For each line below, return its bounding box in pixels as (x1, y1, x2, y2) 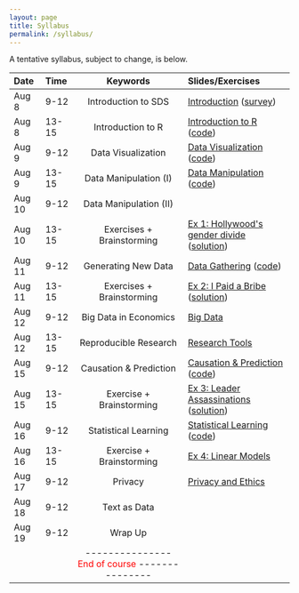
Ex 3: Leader (187, 382, 241, 395)
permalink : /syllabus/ (9, 29, 93, 38)
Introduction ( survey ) (187, 95, 277, 108)
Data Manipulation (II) (83, 197, 174, 210)
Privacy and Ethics (187, 476, 265, 488)
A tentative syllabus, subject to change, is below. (9, 54, 189, 65)
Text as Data (101, 501, 155, 514)
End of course (77, 557, 136, 570)
